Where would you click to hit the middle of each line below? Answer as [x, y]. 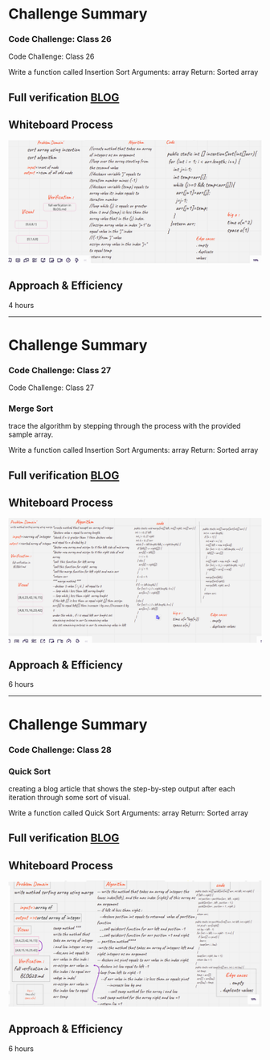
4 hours [21, 305]
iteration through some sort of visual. [70, 797]
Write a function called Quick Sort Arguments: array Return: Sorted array [129, 812]
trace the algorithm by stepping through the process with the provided [125, 426]
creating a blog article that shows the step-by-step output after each [122, 788]
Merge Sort [31, 409]
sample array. [31, 434]
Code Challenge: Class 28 [60, 750]
